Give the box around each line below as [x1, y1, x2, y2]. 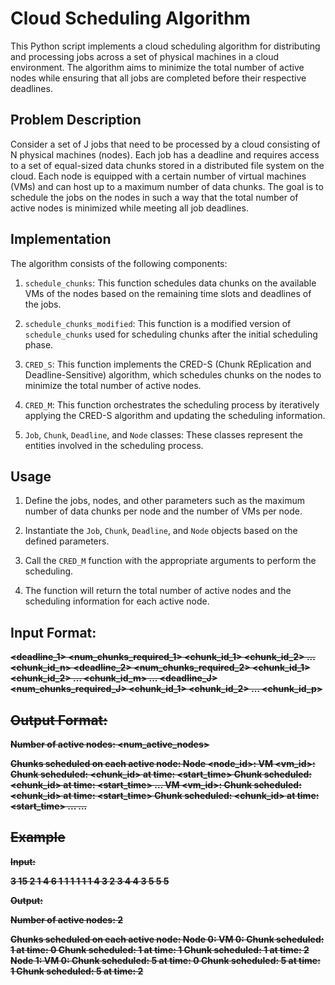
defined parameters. [24, 535, 110, 547]
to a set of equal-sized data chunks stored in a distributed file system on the [10, 159, 325, 171]
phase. [24, 338, 54, 351]
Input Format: [10, 624, 97, 641]
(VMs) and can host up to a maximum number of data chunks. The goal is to [10, 180, 324, 192]
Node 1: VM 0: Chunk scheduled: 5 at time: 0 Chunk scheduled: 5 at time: [10, 954, 321, 966]
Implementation [10, 231, 112, 248]
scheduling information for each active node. [24, 595, 210, 607]
